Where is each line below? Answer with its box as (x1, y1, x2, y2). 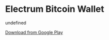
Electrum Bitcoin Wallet (5, 3, 104, 15)
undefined (5, 20, 26, 26)
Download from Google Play (5, 29, 63, 35)
